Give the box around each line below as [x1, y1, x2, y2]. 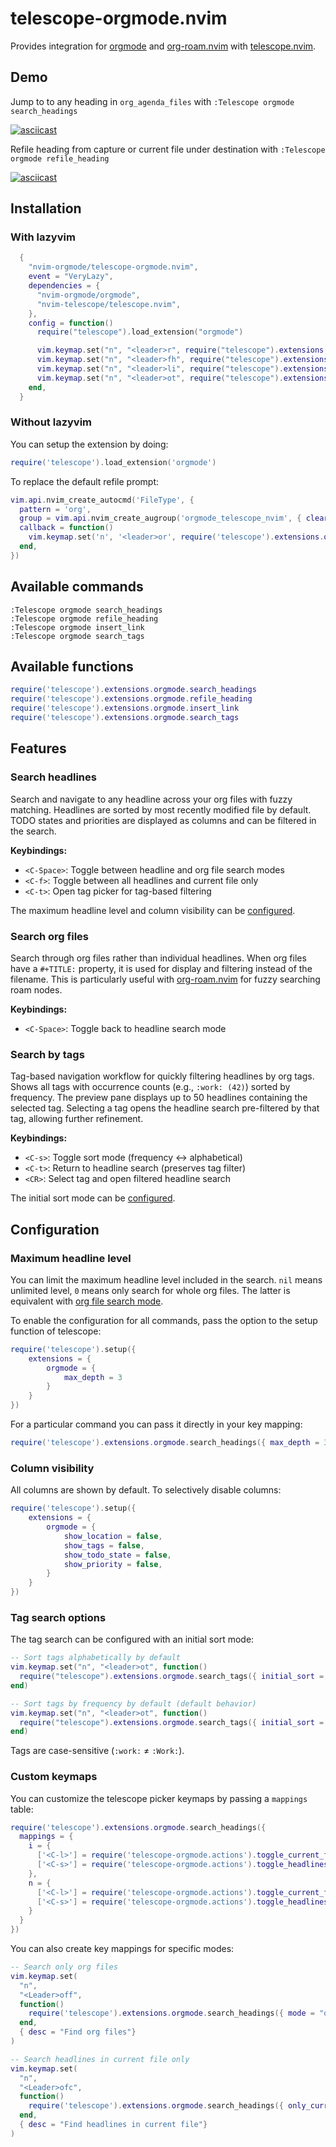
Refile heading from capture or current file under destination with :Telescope [10, 143, 326, 155]
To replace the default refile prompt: [10, 475, 160, 487]
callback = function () [19, 523, 114, 533]
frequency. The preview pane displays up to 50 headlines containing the [10, 1092, 308, 1104]
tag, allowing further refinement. [10, 1113, 144, 1125]
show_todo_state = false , [63, 1550, 172, 1560]
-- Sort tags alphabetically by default [10, 1653, 182, 1663]
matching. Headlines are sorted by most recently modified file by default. [10, 803, 312, 816]
